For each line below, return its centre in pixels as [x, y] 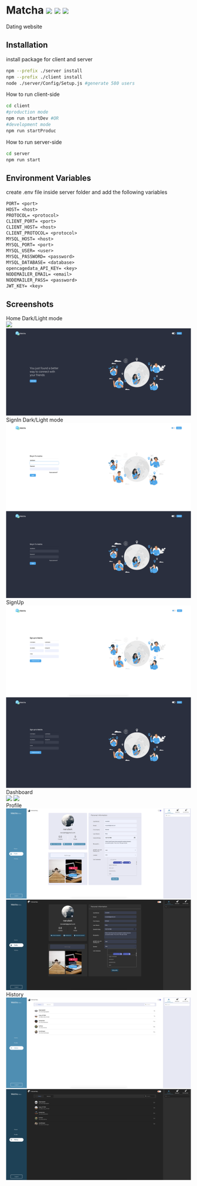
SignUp [15, 602]
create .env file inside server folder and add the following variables [87, 192]
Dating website [24, 26]
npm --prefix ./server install [44, 71]
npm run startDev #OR [33, 118]
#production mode [27, 112]
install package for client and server [49, 59]
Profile [14, 805]
